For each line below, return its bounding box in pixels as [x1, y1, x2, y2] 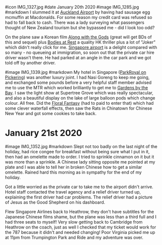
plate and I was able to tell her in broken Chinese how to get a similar [5, 164, 142, 170]
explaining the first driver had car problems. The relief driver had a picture [5, 194, 153, 200]
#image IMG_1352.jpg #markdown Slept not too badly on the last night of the [5, 143, 158, 149]
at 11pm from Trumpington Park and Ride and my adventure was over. [5, 234, 144, 240]
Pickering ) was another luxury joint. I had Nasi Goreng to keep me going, [5, 75, 150, 80]
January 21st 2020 [5, 128, 82, 139]
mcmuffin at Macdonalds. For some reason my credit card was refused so [5, 15, 152, 20]
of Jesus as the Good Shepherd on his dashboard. [5, 199, 105, 205]
